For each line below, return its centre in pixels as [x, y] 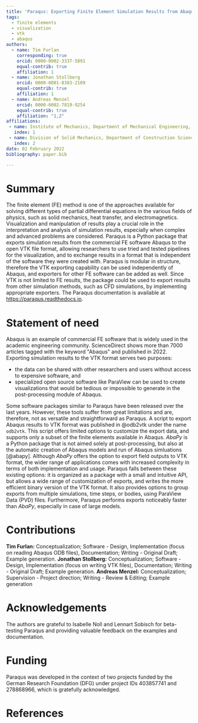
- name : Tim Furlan [35, 50]
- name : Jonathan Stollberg [46, 77]
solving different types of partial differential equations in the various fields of [99, 211]
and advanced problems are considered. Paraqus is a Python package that [97, 236]
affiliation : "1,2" [41, 116]
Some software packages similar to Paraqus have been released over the [95, 406]
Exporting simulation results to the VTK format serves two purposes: [89, 358]
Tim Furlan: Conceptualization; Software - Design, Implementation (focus [95, 547]
